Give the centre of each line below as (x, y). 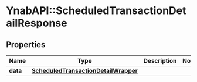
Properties (26, 44)
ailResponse (37, 23)
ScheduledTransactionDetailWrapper (84, 71)
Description (160, 61)
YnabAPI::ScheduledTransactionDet (96, 11)
